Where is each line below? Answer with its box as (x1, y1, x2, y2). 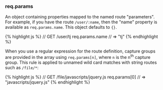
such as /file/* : (5, 64, 39, 71)
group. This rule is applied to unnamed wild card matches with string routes (5, 59, 157, 65)
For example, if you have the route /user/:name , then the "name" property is (5, 19, 158, 25)
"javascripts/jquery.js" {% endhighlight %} (5, 79, 90, 85)
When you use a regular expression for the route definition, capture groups (5, 48, 156, 54)
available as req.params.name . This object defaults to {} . (5, 24, 117, 30)
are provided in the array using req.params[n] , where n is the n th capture (5, 54, 151, 60)
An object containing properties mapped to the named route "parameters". (5, 14, 155, 20)
